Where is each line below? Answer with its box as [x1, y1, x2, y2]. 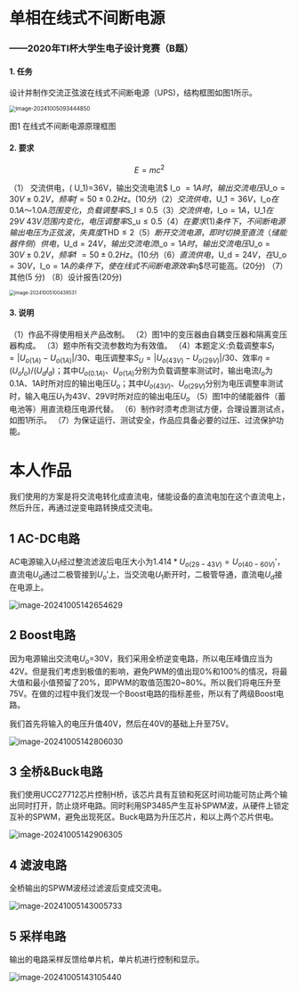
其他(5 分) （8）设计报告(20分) [9, 272, 123, 283]
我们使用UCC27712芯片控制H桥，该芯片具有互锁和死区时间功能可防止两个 [9, 790, 280, 800]
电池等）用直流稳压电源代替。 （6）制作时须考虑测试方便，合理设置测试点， [9, 403, 289, 414]
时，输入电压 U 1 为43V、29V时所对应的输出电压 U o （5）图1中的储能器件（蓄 [9, 390, 286, 404]
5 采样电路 [9, 929, 67, 944]
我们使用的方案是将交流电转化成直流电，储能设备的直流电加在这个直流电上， [9, 491, 290, 502]
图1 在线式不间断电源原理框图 [9, 120, 117, 131]
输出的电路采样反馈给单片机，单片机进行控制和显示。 [9, 954, 205, 964]
